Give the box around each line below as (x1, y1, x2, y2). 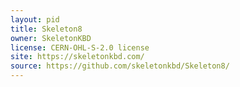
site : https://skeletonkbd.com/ (10, 52, 145, 62)
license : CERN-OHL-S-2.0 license (10, 42, 150, 53)
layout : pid (10, 14, 60, 25)
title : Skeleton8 (10, 24, 83, 34)
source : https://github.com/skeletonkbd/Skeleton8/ (10, 61, 230, 71)
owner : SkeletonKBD (10, 33, 92, 43)
